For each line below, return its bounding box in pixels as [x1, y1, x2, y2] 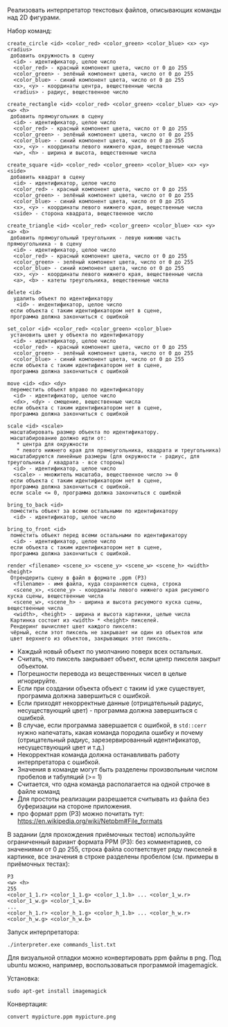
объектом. [17, 662, 49, 670]
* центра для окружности [16, 441, 89, 448]
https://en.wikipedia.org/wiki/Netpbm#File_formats [17, 817, 163, 825]
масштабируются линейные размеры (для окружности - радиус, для [10, 453, 200, 460]
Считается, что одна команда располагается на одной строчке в [17, 780, 210, 788]
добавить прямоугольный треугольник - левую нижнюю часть [10, 235, 182, 241]
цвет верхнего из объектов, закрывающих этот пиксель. [10, 635, 172, 642]
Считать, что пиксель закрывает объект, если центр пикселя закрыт [17, 655, 221, 663]
